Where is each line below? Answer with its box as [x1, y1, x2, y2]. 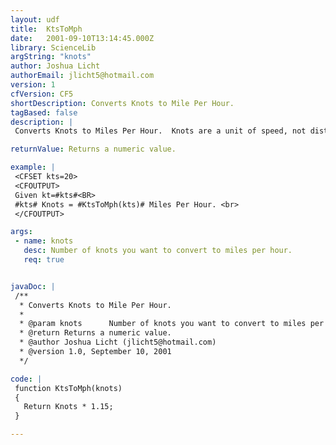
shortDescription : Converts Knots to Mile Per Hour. [10, 98, 235, 108]
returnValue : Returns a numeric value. [10, 144, 177, 155]
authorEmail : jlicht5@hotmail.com [10, 71, 155, 81]
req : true [23, 255, 65, 265]
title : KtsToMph [10, 24, 83, 34]
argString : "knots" [10, 52, 92, 62]
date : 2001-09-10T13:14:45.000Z [10, 33, 155, 43]
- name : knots [14, 236, 74, 246]
